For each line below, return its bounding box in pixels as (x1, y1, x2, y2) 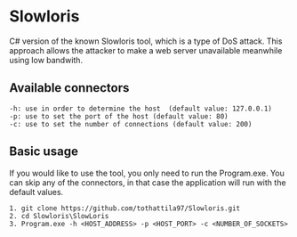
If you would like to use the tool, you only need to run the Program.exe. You (9, 168, 285, 178)
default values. (9, 186, 64, 197)
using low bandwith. (9, 54, 83, 65)
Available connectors (9, 80, 130, 95)
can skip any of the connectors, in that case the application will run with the (9, 176, 286, 188)
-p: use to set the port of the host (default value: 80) (9, 111, 229, 121)
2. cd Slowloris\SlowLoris (9, 211, 109, 220)
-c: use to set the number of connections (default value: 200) (9, 119, 253, 128)
